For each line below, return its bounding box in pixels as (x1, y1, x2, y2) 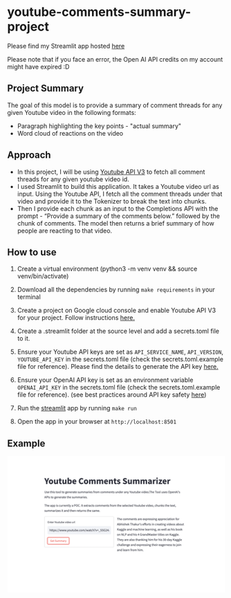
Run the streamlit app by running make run (17, 404, 137, 413)
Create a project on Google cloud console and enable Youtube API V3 (17, 306, 216, 315)
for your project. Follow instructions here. (17, 314, 136, 322)
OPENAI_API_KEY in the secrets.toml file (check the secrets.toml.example (17, 383, 221, 392)
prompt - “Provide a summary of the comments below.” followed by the (17, 212, 220, 220)
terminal (17, 293, 41, 301)
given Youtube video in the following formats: (7, 108, 136, 116)
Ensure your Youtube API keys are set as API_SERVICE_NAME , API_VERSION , (17, 347, 223, 356)
